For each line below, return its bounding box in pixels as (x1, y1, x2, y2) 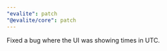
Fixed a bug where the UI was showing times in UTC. (6, 36, 160, 44)
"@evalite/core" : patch (6, 17, 77, 24)
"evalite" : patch (6, 10, 58, 17)
